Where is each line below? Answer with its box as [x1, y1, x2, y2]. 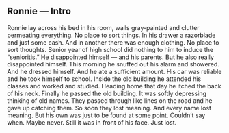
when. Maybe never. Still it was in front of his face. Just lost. [7, 118, 176, 126]
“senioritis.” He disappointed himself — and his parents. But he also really [7, 53, 214, 61]
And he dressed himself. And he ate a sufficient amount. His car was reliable [7, 67, 222, 75]
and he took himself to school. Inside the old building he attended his [7, 75, 202, 83]
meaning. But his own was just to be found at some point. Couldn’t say [7, 111, 206, 119]
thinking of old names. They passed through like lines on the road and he [7, 96, 213, 105]
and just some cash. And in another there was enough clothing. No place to [7, 38, 220, 47]
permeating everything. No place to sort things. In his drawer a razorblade [7, 31, 216, 39]
